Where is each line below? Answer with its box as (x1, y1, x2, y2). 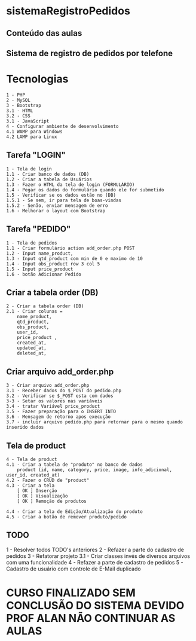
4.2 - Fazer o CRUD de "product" (6, 477, 90, 483)
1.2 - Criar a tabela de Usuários (6, 176, 93, 182)
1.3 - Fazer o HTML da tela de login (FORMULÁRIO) (6, 181, 135, 188)
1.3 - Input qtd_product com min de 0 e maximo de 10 (6, 255, 143, 261)
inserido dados (6, 425, 44, 431)
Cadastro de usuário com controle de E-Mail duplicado (6, 565, 142, 572)
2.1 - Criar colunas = (6, 309, 63, 315)
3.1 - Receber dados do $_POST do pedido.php (6, 387, 121, 394)
